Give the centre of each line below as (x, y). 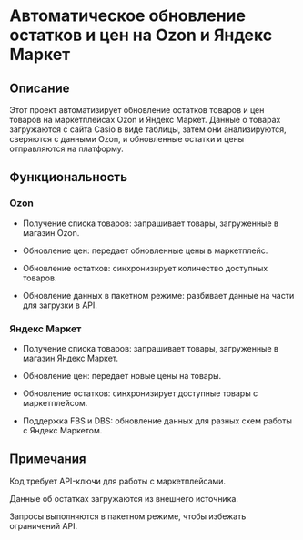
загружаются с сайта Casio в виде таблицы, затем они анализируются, (148, 129)
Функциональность (69, 177)
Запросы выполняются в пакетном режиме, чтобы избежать (128, 516)
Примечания (48, 459)
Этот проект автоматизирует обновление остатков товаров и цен (137, 110)
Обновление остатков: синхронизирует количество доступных (145, 268)
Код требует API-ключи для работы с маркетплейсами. (117, 481)
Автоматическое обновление (127, 16)
